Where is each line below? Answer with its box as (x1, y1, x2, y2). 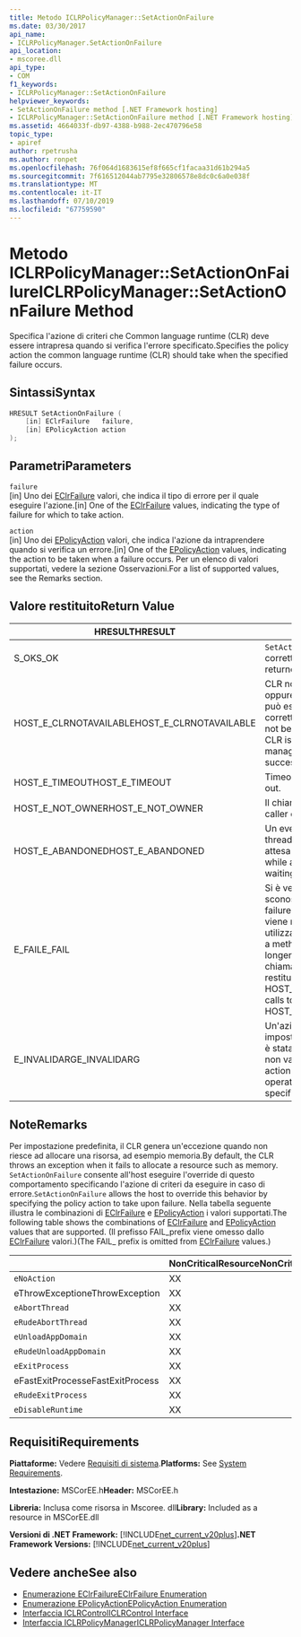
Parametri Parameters (9, 458, 132, 474)
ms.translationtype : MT (9, 180, 99, 189)
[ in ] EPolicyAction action (25, 425, 126, 435)
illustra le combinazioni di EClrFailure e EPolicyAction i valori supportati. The (9, 1207, 288, 1218)
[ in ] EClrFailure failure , (25, 417, 134, 426)
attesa (264, 844, 291, 857)
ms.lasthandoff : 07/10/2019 (9, 196, 115, 206)
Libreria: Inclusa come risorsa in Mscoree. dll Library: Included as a (9, 1502, 258, 1513)
